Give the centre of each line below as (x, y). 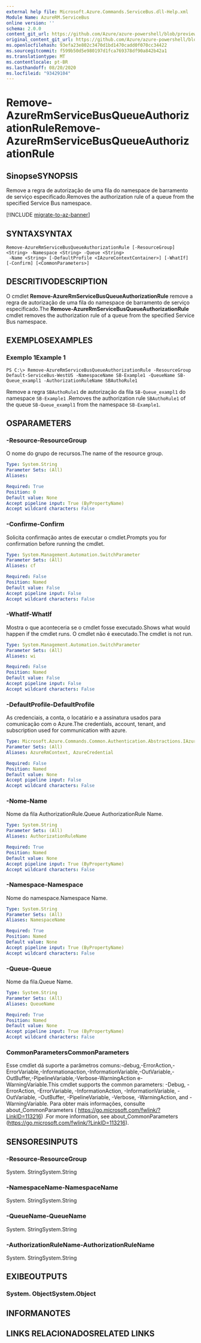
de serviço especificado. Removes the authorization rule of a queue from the (100, 197)
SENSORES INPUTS (42, 1142)
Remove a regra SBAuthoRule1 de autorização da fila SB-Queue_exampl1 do (96, 391)
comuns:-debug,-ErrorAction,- (137, 1066)
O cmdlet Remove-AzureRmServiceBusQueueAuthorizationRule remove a (100, 296)
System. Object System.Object (51, 1294)
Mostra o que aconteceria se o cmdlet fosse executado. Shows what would (98, 627)
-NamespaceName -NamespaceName (62, 1188)
